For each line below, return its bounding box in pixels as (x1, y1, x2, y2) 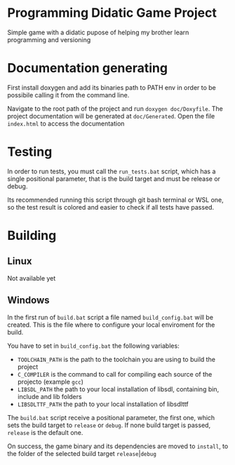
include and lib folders (17, 392, 82, 400)
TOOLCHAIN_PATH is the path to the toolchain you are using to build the (17, 355, 216, 363)
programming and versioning (7, 35, 91, 43)
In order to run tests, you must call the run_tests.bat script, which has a (7, 167, 216, 175)
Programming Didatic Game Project (7, 5, 217, 21)
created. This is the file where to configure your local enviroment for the (7, 321, 215, 329)
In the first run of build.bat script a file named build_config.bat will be (7, 313, 214, 321)
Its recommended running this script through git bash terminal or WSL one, (7, 195, 224, 204)
